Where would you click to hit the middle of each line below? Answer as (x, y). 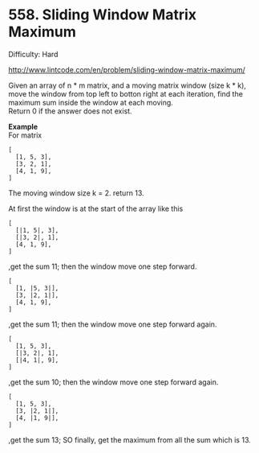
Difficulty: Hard (33, 54)
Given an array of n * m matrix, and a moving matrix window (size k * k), (127, 85)
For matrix (25, 135)
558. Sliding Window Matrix (102, 15)
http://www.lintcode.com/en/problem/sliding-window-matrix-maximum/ (127, 69)
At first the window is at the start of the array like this (96, 208)
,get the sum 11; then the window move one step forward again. (113, 324)
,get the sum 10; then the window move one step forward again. (113, 382)
